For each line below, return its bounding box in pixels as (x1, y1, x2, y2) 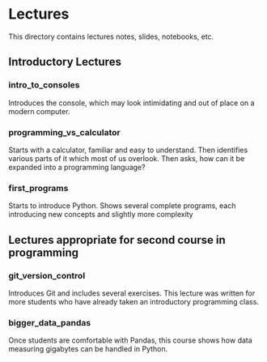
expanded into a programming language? (8, 162, 146, 172)
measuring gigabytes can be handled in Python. (8, 344, 168, 354)
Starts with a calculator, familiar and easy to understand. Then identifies (8, 145, 248, 155)
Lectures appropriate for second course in (8, 232, 227, 247)
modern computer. (8, 106, 70, 116)
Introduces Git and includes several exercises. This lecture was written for (8, 288, 256, 298)
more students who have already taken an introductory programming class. (8, 296, 259, 306)
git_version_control (8, 270, 86, 281)
